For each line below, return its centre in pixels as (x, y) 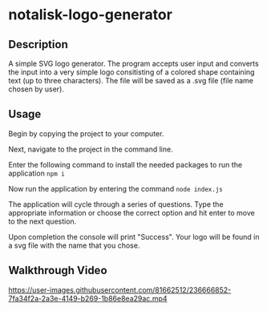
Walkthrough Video (58, 271)
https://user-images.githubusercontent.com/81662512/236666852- (120, 289)
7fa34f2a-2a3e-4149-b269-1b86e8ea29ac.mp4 (88, 298)
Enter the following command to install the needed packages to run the (125, 164)
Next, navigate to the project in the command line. (91, 149)
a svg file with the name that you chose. (74, 245)
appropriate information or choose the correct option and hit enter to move (131, 212)
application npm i (37, 173)
